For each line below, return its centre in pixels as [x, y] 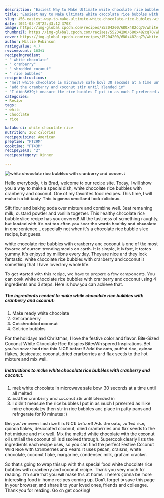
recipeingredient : [24, 55]
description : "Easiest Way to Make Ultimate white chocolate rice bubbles [83, 10]
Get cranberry [26, 318]
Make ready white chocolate [41, 313]
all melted [22, 393]
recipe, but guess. [23, 234]
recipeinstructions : [26, 78]
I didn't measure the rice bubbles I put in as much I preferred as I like [81, 403]
